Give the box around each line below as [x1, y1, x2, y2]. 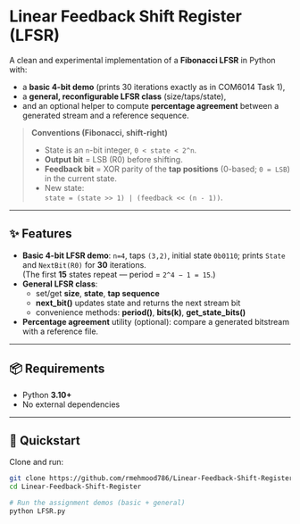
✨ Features [9, 226, 72, 242]
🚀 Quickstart [9, 433, 80, 448]
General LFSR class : [21, 279, 98, 289]
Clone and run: [9, 457, 64, 468]
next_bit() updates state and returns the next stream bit [35, 297, 241, 308]
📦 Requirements [9, 362, 105, 377]
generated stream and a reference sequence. [21, 110, 189, 121]
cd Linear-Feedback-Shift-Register [9, 482, 142, 492]
